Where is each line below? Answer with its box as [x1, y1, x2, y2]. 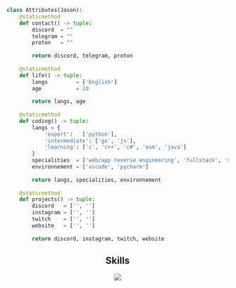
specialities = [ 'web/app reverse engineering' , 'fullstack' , [32, 157, 221, 164]
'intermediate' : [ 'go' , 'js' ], [44, 137, 137, 144]
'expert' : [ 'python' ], [44, 131, 118, 138]
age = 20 [32, 85, 89, 92]
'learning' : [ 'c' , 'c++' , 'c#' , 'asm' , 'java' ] [44, 144, 187, 151]
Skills [105, 254, 130, 266]
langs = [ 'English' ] [32, 78, 118, 86]
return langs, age [32, 98, 86, 105]
